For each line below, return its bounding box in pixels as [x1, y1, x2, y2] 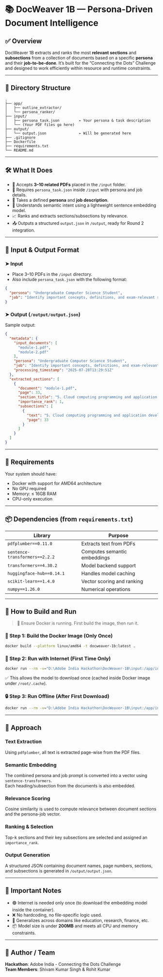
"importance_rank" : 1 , [17, 399, 64, 404]
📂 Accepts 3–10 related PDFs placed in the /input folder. [12, 181, 126, 187]
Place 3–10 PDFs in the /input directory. [12, 271, 93, 277]
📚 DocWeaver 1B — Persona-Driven [5, 4, 153, 15]
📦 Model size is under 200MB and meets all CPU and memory [12, 923, 138, 929]
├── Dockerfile [5, 139, 36, 144]
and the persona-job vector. [5, 811, 61, 817]
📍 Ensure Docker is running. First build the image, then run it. [16, 621, 139, 626]
